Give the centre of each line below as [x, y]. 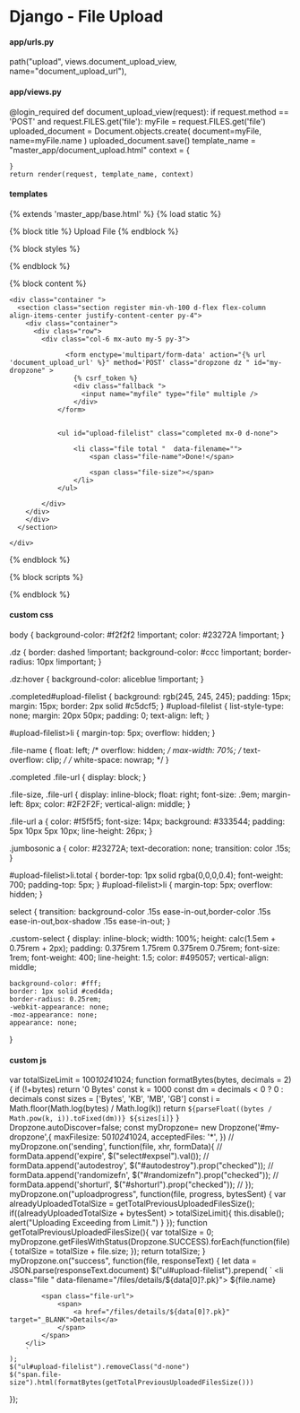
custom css [31, 615]
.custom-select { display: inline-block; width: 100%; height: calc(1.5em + [143, 938]
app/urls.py [32, 41]
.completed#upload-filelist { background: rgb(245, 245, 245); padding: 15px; [150, 696]
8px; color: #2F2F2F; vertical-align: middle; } [108, 804]
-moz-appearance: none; [54, 1015]
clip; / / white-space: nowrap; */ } [107, 760]
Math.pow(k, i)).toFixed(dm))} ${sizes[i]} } [94, 1118]
